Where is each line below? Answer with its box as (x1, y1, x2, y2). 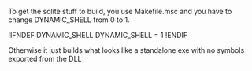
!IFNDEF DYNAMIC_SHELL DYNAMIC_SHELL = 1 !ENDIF (8, 31, 188, 39)
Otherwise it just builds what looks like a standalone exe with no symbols (8, 46, 245, 54)
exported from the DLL (8, 54, 82, 63)
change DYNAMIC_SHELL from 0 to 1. (8, 15, 130, 24)
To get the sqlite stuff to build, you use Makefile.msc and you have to (8, 7, 232, 16)
